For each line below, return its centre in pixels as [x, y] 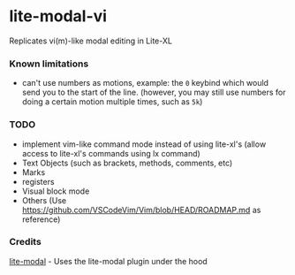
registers [38, 181]
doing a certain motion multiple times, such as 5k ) [112, 102]
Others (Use [44, 200]
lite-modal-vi [58, 16]
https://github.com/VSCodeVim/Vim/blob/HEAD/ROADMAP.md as [141, 210]
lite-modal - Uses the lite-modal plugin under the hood [108, 261]
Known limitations [49, 64]
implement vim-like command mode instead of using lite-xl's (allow [144, 144]
